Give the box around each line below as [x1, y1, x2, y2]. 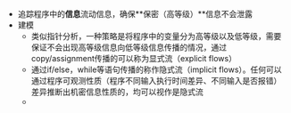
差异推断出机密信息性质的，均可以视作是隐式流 [30, 86, 204, 97]
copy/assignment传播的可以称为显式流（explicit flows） [30, 53, 237, 63]
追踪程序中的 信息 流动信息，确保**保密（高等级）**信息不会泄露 [17, 9, 253, 19]
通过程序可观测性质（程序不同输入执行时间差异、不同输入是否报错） [30, 76, 282, 85]
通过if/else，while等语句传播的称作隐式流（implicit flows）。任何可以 [30, 64, 283, 75]
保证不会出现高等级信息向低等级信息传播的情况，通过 [30, 42, 228, 52]
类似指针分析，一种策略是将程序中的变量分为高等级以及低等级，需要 [30, 31, 282, 41]
